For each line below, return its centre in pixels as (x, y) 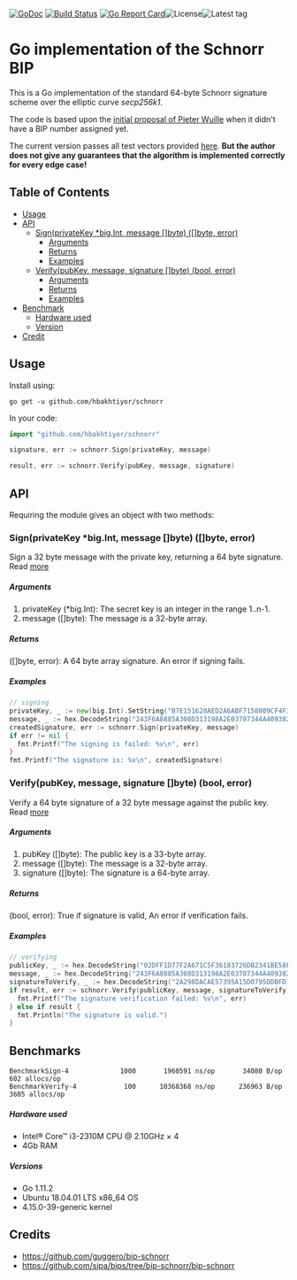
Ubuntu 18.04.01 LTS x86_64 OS (80, 1198)
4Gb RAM (40, 1145)
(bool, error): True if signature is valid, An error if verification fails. (129, 915)
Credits (30, 1235)
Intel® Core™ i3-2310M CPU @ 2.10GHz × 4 (100, 1137)
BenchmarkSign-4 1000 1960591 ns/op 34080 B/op (146, 1071)
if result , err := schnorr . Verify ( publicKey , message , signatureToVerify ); (152, 990)
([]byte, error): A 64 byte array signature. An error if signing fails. (127, 661)
